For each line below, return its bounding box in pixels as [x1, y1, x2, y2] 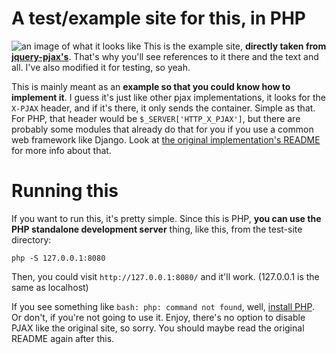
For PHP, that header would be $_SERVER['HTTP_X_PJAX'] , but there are [11, 112, 301, 124]
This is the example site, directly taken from [143, 40, 327, 52]
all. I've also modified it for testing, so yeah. [11, 61, 191, 73]
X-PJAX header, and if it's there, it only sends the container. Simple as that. [11, 102, 316, 114]
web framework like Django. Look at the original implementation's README [11, 133, 321, 146]
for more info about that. [11, 144, 112, 156]
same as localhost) [11, 281, 89, 293]
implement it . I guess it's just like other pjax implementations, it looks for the [11, 91, 326, 103]
